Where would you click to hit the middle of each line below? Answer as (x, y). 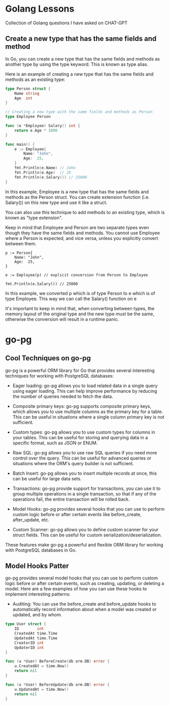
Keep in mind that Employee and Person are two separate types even (77, 227)
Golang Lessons (40, 9)
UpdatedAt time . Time (36, 638)
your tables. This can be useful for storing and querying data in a (80, 437)
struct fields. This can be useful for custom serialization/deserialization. (87, 535)
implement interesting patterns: (38, 594)
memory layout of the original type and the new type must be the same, (80, 314)
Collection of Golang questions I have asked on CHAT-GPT (67, 23)
